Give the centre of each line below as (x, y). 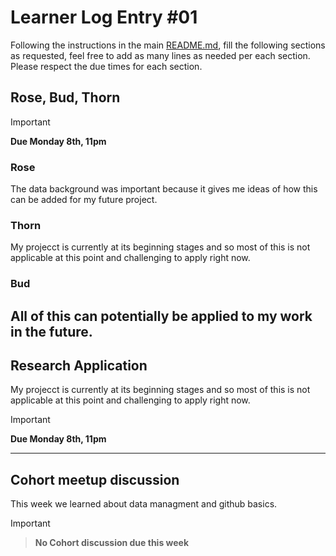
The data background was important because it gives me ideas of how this (164, 189)
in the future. (51, 331)
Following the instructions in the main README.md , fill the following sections (168, 45)
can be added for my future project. (84, 200)
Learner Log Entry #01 (104, 17)
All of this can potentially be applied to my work (161, 316)
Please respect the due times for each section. (106, 66)
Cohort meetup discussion (95, 479)
